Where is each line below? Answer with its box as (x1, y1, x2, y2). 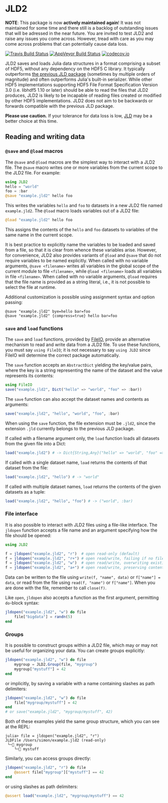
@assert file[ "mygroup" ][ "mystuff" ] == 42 (14, 770, 104, 775)
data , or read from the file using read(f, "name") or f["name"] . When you (5, 580, 155, 586)
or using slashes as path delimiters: (5, 783, 78, 789)
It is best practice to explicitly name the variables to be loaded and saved (5, 242, 156, 247)
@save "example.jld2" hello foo (5, 194, 72, 199)
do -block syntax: (5, 600, 39, 606)
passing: (5, 299, 23, 305)
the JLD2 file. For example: (5, 170, 61, 176)
